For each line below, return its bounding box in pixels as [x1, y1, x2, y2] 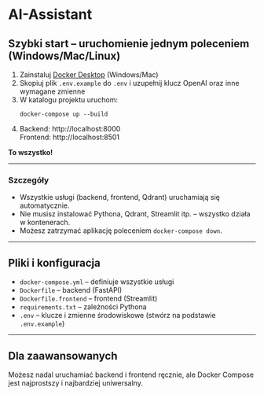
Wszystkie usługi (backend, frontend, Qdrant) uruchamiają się [19, 193, 220, 202]
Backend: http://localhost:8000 [19, 124, 121, 133]
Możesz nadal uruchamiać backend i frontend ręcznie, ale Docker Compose [8, 370, 254, 379]
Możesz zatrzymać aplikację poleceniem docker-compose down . [19, 226, 222, 235]
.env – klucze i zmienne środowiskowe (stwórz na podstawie [19, 311, 216, 320]
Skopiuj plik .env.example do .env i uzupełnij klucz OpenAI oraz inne [19, 79, 240, 87]
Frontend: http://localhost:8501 [19, 132, 120, 142]
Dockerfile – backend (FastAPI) [19, 286, 123, 295]
